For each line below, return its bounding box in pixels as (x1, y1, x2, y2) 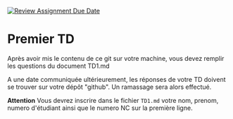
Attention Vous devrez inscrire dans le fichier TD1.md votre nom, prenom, (7, 96, 219, 104)
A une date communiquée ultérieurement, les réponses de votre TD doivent (7, 75, 226, 83)
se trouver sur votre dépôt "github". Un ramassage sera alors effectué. (7, 83, 212, 91)
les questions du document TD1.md (7, 62, 111, 70)
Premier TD (7, 31, 75, 47)
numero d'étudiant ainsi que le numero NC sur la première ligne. (7, 104, 193, 112)
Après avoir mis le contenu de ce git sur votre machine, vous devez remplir (7, 54, 225, 62)
